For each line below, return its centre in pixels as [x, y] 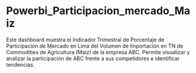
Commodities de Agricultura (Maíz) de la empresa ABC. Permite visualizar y [98, 52]
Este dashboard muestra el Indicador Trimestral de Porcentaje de [85, 39]
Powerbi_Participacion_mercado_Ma [98, 11]
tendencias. [20, 64]
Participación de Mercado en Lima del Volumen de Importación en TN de [95, 46]
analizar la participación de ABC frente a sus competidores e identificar [93, 58]
